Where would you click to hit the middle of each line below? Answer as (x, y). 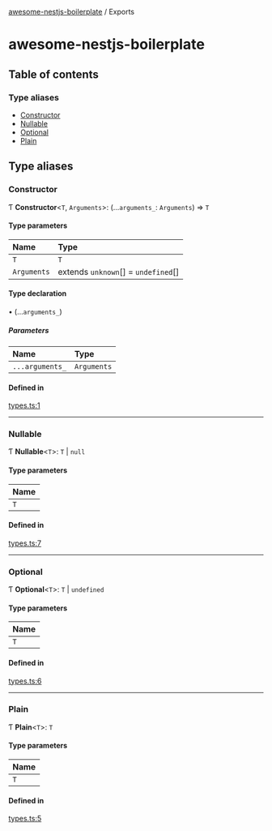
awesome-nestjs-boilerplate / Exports (72, 12)
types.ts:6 (25, 681)
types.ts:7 (25, 543)
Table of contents (53, 74)
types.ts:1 (24, 405)
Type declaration (38, 293)
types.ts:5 (25, 819)
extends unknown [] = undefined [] (119, 272)
